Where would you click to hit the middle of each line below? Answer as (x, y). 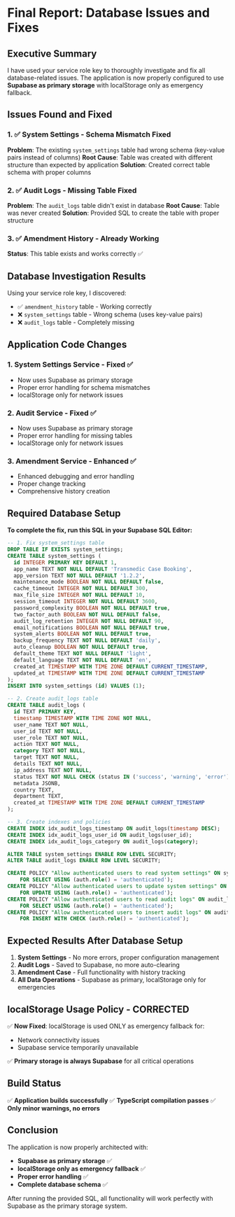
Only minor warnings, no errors (54, 1108)
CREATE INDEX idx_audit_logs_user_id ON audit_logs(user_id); (100, 835)
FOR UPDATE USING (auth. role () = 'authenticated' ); (97, 893)
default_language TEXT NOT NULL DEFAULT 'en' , (83, 660)
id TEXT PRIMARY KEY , (45, 712)
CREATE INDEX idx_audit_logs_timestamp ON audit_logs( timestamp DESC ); (114, 828)
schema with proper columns (49, 172)
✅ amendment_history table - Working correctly (85, 307)
